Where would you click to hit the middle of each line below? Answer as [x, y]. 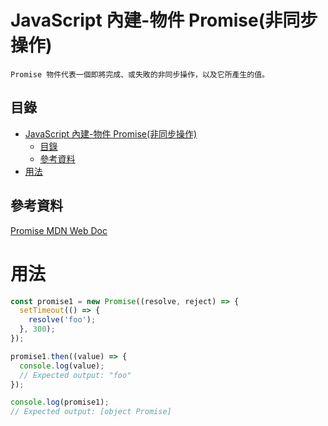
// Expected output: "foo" [75, 375]
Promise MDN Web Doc [59, 230]
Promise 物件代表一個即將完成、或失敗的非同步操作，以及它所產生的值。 [140, 74]
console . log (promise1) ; [60, 402]
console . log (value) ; [62, 366]
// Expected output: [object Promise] [91, 412]
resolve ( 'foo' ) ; [62, 320]
